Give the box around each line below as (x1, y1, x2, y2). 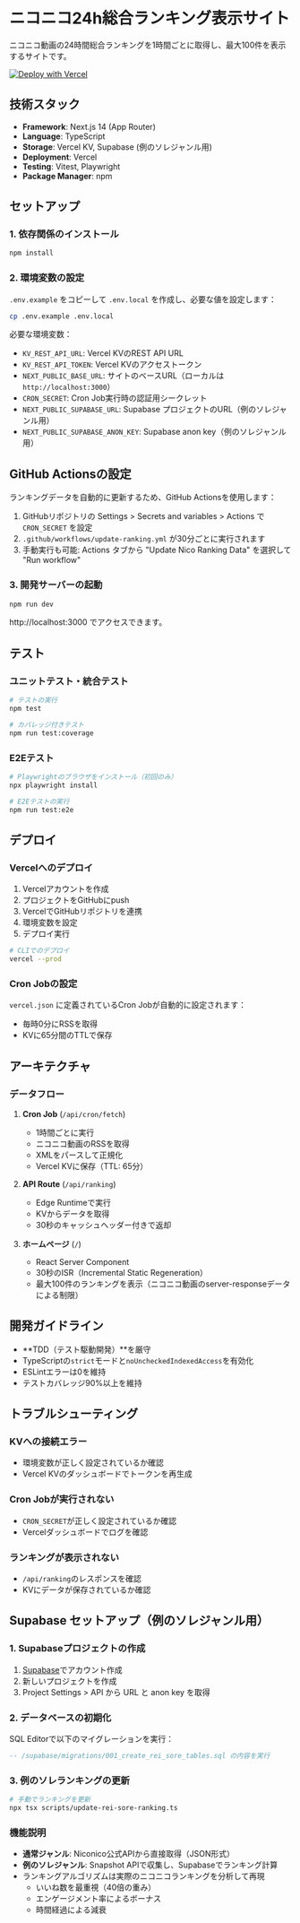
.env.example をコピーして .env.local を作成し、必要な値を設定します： (9, 293, 277, 305)
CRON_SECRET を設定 (21, 522, 93, 533)
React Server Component (35, 1256, 130, 1267)
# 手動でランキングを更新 (9, 1795, 91, 1805)
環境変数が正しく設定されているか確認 (21, 1458, 164, 1468)
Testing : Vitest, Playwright (21, 160, 121, 171)
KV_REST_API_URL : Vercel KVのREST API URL (21, 348, 184, 359)
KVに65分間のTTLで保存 (21, 1030, 113, 1041)
